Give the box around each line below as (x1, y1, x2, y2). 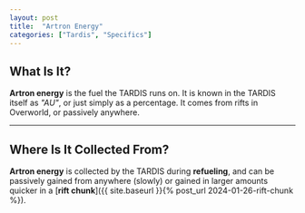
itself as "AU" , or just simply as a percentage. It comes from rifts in (9, 97, 259, 109)
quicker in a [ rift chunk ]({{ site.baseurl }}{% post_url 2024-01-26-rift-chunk (9, 185, 293, 196)
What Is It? (9, 63, 71, 79)
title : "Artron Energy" (9, 22, 103, 31)
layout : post (9, 13, 59, 23)
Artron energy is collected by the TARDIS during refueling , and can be (9, 166, 275, 177)
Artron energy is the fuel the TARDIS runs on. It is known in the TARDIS (9, 88, 277, 99)
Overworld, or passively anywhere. (9, 107, 141, 118)
